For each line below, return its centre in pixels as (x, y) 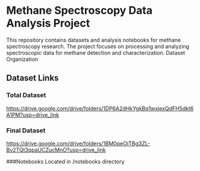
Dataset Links (33, 78)
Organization (22, 59)
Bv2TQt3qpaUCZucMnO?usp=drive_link (56, 150)
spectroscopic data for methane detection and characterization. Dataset (96, 52)
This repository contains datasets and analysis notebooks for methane (94, 40)
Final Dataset (26, 130)
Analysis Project (48, 23)
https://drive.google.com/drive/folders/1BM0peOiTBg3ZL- (78, 143)
